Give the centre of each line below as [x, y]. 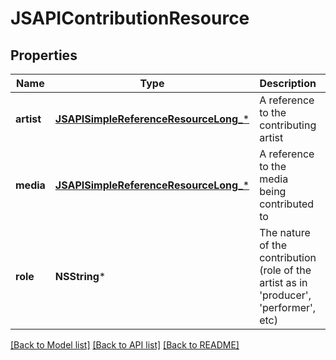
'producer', [285, 295]
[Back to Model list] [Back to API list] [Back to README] [125, 345]
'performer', [288, 307]
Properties [44, 55]
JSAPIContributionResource [130, 18]
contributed [287, 204]
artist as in [283, 282]
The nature [285, 232]
